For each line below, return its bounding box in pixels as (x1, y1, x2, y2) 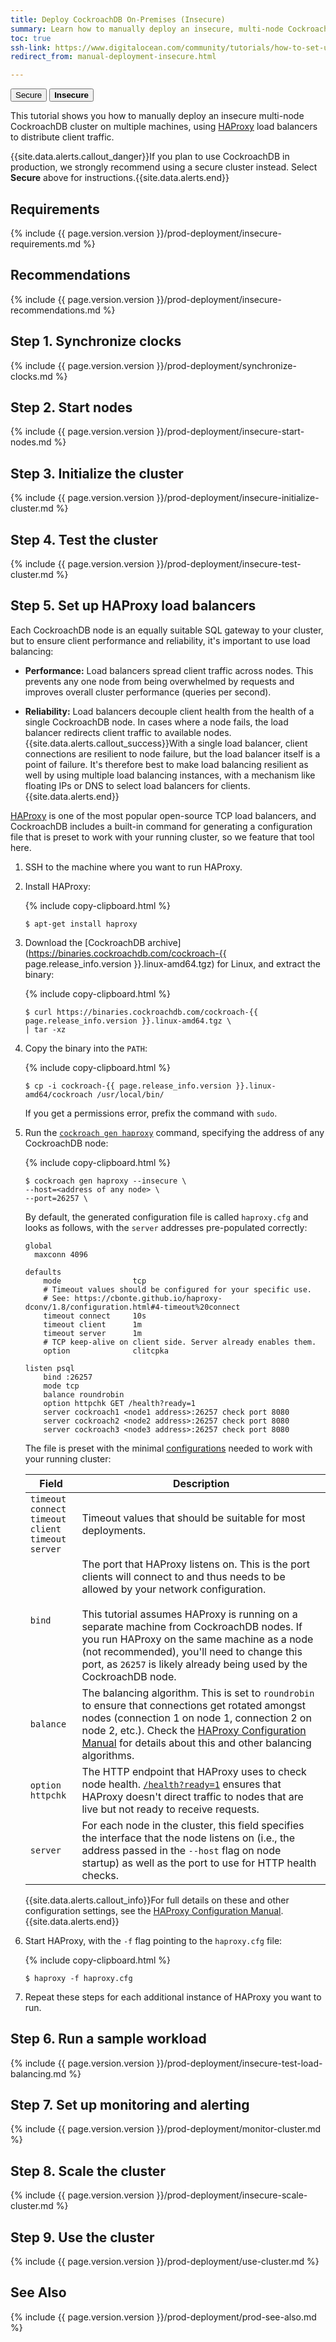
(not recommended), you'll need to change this (81, 1644, 303, 1658)
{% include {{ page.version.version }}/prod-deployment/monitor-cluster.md (10, 2123, 322, 2135)
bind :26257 (43, 1372, 93, 1382)
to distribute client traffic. (10, 131, 115, 143)
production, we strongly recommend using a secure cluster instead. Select (10, 161, 318, 173)
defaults (24, 1267, 62, 1277)
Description (172, 1476, 230, 1490)
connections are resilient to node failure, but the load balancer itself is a (24, 747, 321, 760)
